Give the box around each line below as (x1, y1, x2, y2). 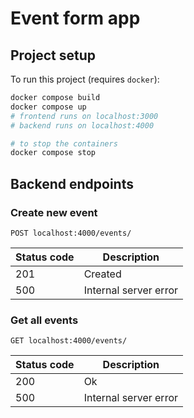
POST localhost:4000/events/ (10, 228, 132, 238)
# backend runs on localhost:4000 (10, 120, 155, 131)
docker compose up (10, 102, 87, 112)
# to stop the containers (10, 138, 118, 149)
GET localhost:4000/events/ (10, 336, 128, 346)
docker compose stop (10, 148, 97, 158)
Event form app (10, 7, 141, 30)
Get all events (10, 313, 79, 327)
